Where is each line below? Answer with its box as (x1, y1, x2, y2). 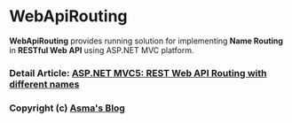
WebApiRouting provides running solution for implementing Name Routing (9, 35, 284, 46)
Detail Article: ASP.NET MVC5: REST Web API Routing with (9, 66, 268, 79)
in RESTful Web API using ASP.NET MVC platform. (9, 44, 194, 55)
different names (9, 78, 80, 90)
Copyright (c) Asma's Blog (9, 102, 126, 114)
